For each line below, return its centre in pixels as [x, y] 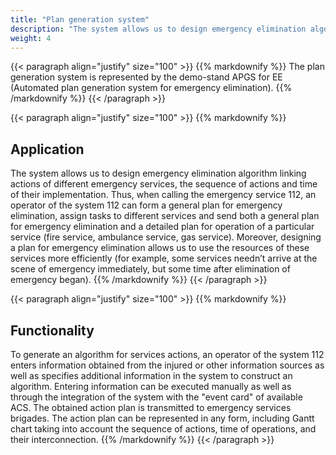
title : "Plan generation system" [80, 19]
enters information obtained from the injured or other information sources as [167, 365]
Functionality [52, 330]
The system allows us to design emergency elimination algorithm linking [158, 173]
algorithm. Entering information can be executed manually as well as [151, 386]
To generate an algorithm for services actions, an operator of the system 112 [167, 354]
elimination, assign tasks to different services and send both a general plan [165, 216]
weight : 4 [31, 38]
